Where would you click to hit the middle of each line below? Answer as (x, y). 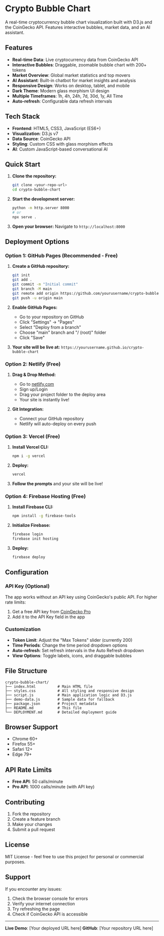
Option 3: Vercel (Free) (32, 436)
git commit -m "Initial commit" (45, 284)
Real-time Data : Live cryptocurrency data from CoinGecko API (75, 60)
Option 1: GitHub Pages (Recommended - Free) (61, 256)
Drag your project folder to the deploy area (62, 394)
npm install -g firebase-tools (44, 516)
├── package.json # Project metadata (51, 704)
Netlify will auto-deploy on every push (58, 424)
